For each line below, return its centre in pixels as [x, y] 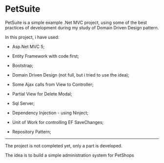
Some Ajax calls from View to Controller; [53, 84]
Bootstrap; [23, 65]
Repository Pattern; [31, 132]
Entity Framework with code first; [45, 56]
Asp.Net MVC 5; [28, 46]
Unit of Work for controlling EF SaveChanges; [58, 122]
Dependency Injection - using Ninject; [50, 113]
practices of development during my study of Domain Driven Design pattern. [82, 27]
